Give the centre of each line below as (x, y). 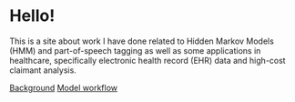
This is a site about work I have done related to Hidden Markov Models (142, 41)
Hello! (32, 16)
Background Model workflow (64, 87)
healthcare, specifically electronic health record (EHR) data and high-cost (147, 60)
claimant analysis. (43, 70)
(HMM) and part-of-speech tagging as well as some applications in (135, 50)
